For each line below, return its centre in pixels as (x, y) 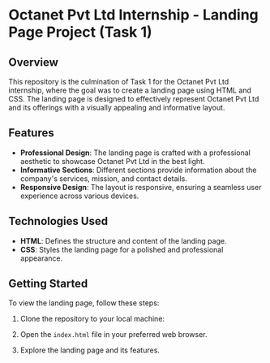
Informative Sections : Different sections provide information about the (138, 170)
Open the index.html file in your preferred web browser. (114, 335)
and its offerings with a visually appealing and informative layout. (117, 108)
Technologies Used (58, 221)
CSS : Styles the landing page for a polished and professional (122, 249)
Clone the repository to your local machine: (92, 319)
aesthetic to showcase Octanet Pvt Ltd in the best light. (112, 161)
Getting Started (48, 284)
